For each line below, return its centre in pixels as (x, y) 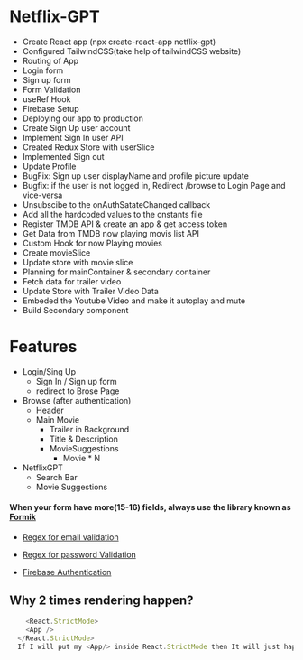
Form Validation (51, 89)
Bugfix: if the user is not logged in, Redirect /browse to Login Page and (154, 185)
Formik (23, 517)
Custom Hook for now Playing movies (92, 243)
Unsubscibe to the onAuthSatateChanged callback (116, 204)
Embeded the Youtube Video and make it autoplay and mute (134, 301)
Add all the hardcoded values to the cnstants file (112, 214)
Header (50, 410)
